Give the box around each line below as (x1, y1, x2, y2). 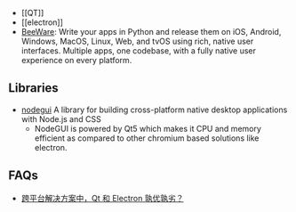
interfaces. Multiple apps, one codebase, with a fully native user (20, 45, 257, 56)
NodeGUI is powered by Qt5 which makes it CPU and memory (34, 123, 261, 134)
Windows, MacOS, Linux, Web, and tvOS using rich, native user (20, 36, 254, 46)
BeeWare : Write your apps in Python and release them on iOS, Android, (20, 27, 282, 37)
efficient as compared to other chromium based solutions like (34, 133, 260, 143)
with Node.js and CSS (20, 113, 101, 124)
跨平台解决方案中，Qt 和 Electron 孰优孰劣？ (20, 192, 184, 203)
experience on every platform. (20, 55, 132, 65)
